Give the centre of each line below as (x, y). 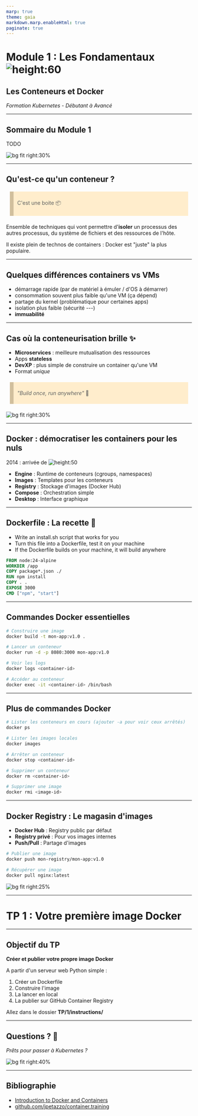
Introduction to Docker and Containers (61, 1100)
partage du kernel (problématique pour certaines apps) (82, 302)
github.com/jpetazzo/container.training (62, 1106)
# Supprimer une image (34, 787)
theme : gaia (21, 17)
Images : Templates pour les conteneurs (64, 480)
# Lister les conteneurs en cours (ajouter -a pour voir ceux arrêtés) (96, 722)
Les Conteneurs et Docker (55, 91)
